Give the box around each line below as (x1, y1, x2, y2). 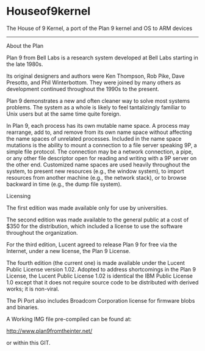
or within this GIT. (6, 339, 51, 346)
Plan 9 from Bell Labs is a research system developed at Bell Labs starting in (6, 54, 198, 61)
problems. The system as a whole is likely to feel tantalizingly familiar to (6, 103, 187, 111)
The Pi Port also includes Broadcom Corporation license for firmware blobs (6, 297, 195, 304)
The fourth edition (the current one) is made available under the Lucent (6, 259, 185, 267)
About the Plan (6, 42, 44, 50)
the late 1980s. (6, 60, 44, 68)
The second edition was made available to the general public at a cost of (6, 216, 189, 223)
